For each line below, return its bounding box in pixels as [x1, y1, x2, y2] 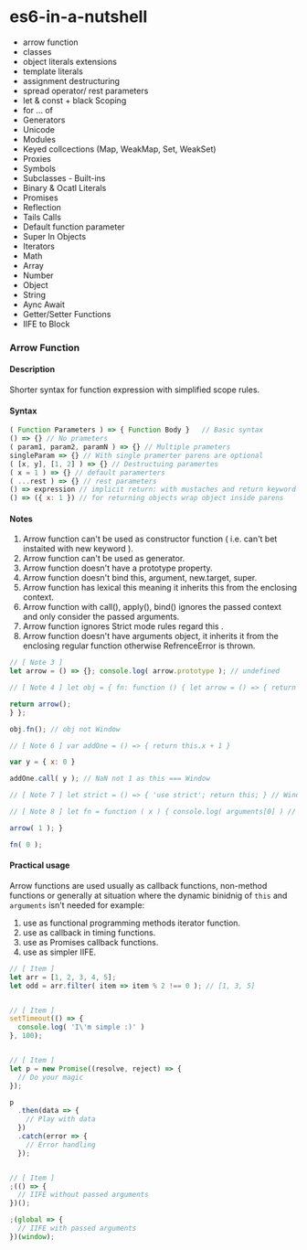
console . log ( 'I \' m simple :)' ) [17, 1022, 145, 1032]
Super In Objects [22, 230, 87, 241]
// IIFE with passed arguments [17, 1223, 137, 1234]
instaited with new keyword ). [22, 543, 134, 554]
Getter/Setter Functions [22, 308, 111, 319]
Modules [22, 134, 57, 144]
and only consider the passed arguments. [22, 611, 180, 623]
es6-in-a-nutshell [9, 6, 148, 27]
